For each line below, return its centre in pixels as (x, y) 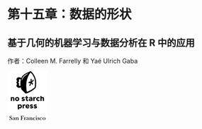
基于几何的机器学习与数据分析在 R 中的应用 (101, 43)
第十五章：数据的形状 (70, 14)
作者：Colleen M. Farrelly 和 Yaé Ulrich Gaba (73, 61)
